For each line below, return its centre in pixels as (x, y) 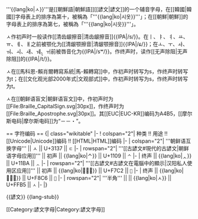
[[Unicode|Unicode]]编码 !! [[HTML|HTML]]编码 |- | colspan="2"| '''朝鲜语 (96, 141)
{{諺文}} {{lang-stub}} (33, 197)
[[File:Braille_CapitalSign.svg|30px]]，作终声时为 (65, 106)
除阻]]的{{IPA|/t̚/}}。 (30, 59)
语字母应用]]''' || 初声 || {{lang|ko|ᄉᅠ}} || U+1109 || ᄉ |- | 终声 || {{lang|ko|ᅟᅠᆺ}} (99, 156)
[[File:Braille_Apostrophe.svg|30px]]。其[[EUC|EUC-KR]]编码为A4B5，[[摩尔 (99, 114)
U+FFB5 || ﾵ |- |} (27, 185)
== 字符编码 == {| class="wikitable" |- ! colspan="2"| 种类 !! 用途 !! (87, 133)
